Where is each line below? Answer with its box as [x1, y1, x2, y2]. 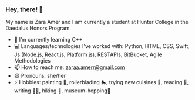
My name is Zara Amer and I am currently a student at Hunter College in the [5, 19, 189, 26]
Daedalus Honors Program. [5, 25, 72, 32]
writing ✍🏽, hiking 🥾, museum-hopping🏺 [14, 87, 111, 94]
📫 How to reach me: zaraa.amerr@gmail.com [14, 64, 125, 71]
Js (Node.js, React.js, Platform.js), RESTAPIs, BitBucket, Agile [14, 51, 162, 58]
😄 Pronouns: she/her [14, 73, 66, 80]
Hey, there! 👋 [5, 5, 43, 13]
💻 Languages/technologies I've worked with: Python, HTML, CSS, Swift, [14, 43, 190, 50]
